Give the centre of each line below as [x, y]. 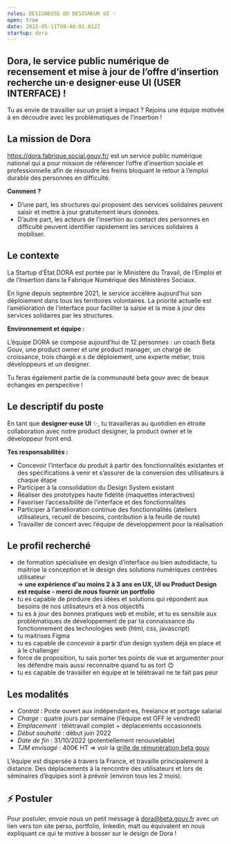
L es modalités [38, 694]
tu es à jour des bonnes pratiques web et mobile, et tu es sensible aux [117, 614]
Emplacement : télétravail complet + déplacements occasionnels [109, 726]
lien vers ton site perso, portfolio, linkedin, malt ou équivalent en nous [106, 826]
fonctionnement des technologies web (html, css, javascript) [103, 629]
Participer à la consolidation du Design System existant [95, 487]
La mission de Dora [49, 139]
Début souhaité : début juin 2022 [64, 733]
